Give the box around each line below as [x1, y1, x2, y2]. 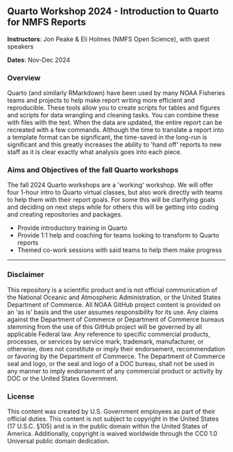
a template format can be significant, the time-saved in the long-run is [7, 133, 207, 142]
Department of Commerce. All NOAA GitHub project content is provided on [7, 300, 221, 308]
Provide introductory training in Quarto [17, 224, 128, 232]
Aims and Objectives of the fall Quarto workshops [7, 165, 179, 175]
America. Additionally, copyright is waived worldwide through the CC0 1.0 [7, 430, 218, 437]
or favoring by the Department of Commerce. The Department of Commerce [7, 352, 225, 360]
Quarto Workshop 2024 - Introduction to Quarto [7, 6, 219, 17]
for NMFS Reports [7, 17, 87, 28]
